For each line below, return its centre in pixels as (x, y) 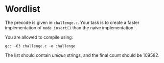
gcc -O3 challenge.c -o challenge (40, 46)
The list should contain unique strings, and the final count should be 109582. (82, 55)
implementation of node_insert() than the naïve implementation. (70, 27)
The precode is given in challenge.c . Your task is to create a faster (72, 22)
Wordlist (23, 9)
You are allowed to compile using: (39, 37)
